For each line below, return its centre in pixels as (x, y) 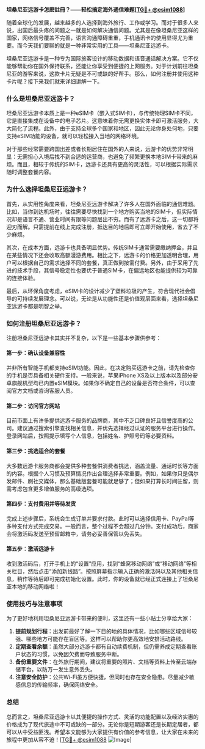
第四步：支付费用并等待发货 (41, 504)
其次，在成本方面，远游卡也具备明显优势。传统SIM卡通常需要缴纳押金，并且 (102, 247)
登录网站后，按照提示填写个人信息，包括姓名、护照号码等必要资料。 (92, 436)
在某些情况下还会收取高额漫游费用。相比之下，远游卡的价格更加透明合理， (100, 255)
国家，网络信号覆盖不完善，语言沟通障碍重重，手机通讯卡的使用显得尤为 (97, 38)
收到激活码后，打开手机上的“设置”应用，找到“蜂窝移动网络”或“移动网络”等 (99, 563)
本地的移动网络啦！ (35, 586)
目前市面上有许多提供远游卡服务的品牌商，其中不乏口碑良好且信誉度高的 (97, 420)
